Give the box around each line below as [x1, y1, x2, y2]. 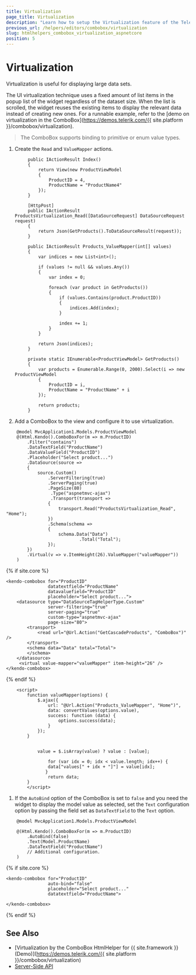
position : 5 [6, 36, 35, 42]
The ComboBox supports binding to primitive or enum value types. [20, 134, 181, 141]
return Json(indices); [38, 340, 93, 347]
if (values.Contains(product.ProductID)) [59, 295, 162, 301]
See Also [6, 928, 39, 939]
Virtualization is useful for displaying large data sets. [6, 80, 132, 87]
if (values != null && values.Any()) [38, 264, 130, 270]
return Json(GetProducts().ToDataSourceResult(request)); [38, 228, 182, 234]
